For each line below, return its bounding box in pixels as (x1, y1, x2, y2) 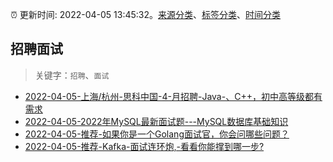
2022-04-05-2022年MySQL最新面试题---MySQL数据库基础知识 (24, 115, 289, 127)
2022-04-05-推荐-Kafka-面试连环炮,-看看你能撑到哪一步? (24, 140, 265, 152)
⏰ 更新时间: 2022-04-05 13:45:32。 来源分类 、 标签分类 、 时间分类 (10, 9, 282, 20)
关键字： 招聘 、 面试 (34, 69, 110, 81)
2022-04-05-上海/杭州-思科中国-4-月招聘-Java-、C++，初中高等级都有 (24, 90, 323, 102)
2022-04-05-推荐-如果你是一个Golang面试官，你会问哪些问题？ (24, 128, 290, 140)
